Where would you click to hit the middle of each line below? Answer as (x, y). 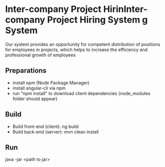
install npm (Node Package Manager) (51, 82)
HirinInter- (125, 9)
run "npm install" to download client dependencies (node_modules (81, 93)
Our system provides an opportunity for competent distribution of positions (83, 44)
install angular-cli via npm (39, 88)
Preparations (26, 71)
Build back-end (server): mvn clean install (56, 131)
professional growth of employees (41, 55)
